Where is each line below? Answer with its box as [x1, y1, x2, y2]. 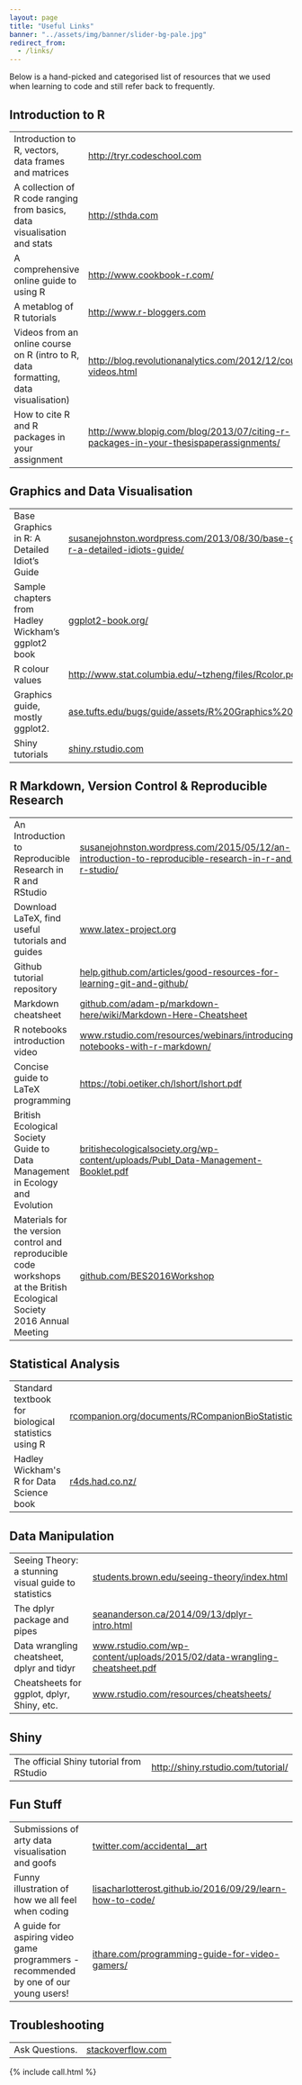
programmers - [13, 1953, 80, 1965]
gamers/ [92, 1959, 129, 1972]
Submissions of [13, 1822, 79, 1835]
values [13, 673, 42, 686]
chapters [13, 591, 52, 604]
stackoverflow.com [85, 2043, 168, 2055]
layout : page [9, 13, 58, 23]
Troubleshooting [9, 2017, 105, 2033]
